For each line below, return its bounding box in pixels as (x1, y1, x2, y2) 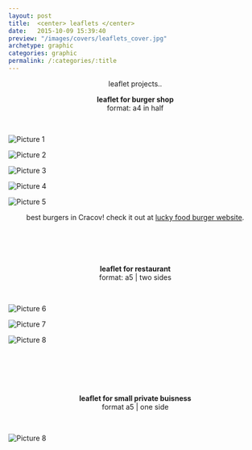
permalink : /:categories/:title (8, 57, 117, 65)
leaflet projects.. (108, 78, 163, 89)
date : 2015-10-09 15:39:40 (8, 27, 106, 35)
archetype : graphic (8, 42, 74, 50)
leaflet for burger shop (96, 94, 175, 104)
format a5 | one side (101, 402, 169, 411)
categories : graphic (8, 49, 78, 57)
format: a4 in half (106, 102, 164, 113)
